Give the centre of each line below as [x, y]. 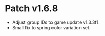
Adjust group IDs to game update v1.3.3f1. [56, 22]
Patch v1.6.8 [31, 9]
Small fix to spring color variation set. [51, 27]
